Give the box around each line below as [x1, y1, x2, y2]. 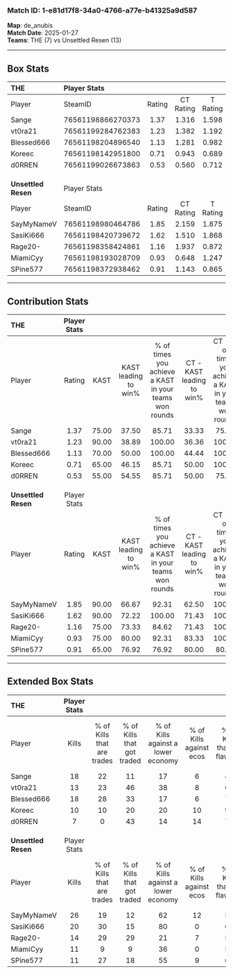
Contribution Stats [7, 295, 89, 307]
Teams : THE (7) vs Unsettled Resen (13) [7, 36, 122, 44]
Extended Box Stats [7, 676, 94, 688]
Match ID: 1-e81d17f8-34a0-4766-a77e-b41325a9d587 [7, 6, 198, 15]
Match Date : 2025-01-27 [7, 28, 78, 37]
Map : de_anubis [7, 22, 53, 30]
